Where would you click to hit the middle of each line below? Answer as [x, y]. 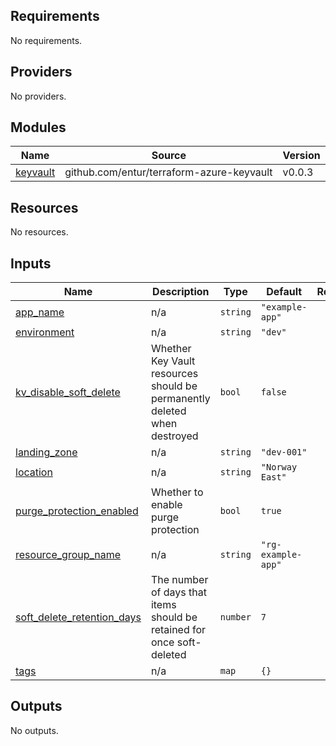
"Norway [279, 467]
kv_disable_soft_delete [68, 392]
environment [45, 332]
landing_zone [46, 452]
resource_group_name [68, 555]
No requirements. [46, 40]
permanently [180, 399]
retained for [178, 630]
